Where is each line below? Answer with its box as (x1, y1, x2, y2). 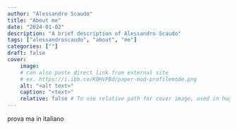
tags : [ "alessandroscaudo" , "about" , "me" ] (7, 37, 138, 44)
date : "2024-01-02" (7, 23, 65, 30)
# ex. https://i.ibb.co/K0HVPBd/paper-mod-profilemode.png (20, 75, 197, 83)
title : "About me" (7, 17, 61, 24)
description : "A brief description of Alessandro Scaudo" (7, 30, 181, 37)
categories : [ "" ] (7, 43, 59, 50)
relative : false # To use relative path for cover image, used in (20, 96, 219, 103)
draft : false (7, 50, 46, 57)
